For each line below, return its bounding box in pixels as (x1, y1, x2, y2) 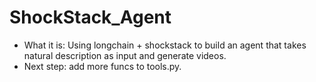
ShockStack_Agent (9, 6, 172, 29)
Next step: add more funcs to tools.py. (23, 60, 182, 72)
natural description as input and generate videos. (23, 49, 227, 61)
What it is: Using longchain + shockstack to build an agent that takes (23, 39, 307, 51)
